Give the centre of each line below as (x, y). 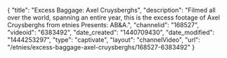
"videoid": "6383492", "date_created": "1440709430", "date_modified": (111, 32)
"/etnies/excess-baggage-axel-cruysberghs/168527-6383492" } (101, 47)
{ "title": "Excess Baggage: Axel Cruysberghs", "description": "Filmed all (111, 10)
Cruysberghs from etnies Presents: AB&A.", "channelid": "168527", (103, 25)
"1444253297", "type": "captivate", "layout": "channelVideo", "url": (104, 40)
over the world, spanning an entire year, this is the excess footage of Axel (113, 17)
